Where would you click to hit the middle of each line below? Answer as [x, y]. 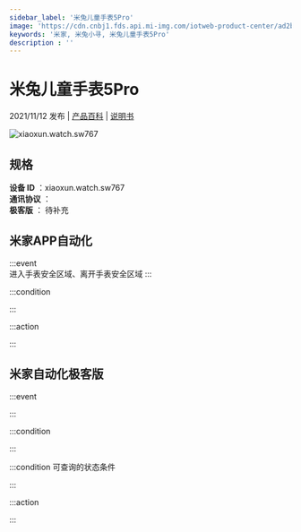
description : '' [42, 43]
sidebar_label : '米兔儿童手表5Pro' [72, 17]
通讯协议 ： [30, 199]
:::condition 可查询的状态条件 [63, 467]
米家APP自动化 [51, 241]
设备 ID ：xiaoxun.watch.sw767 [67, 188]
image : [21, 26]
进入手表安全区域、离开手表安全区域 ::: [81, 273]
